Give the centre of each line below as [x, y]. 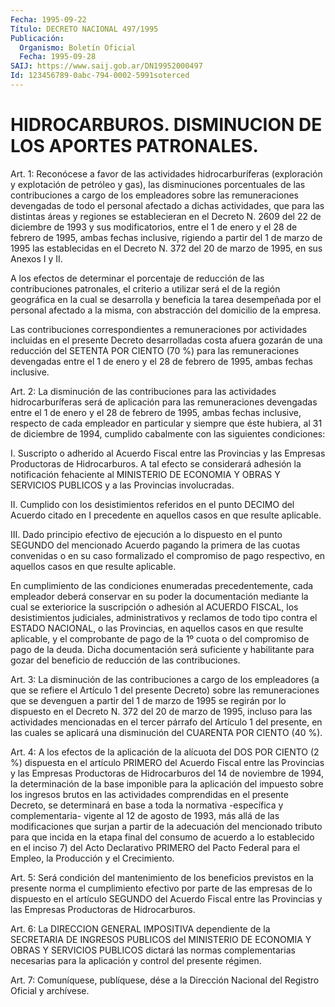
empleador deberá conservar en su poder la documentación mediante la [159, 596]
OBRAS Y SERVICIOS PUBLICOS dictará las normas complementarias [153, 950]
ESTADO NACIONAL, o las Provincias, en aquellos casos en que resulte [157, 628]
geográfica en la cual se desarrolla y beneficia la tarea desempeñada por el [166, 299]
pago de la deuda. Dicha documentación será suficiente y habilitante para [162, 649]
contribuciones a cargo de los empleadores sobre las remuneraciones [155, 195]
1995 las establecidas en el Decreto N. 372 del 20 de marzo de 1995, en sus [166, 248]
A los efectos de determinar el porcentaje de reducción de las [137, 278]
